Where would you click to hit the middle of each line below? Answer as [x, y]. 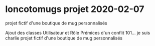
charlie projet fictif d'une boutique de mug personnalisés [64, 38]
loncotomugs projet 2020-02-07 [75, 9]
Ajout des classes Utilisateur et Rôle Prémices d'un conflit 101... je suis [78, 32]
